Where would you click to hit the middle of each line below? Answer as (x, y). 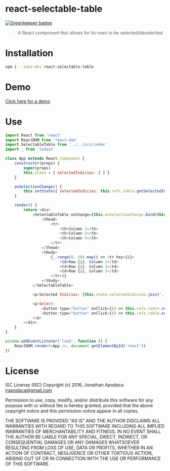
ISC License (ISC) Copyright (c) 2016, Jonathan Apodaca (65, 385)
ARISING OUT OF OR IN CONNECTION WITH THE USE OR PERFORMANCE (83, 459)
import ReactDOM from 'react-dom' (42, 140)
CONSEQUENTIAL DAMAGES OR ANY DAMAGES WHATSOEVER (72, 443)
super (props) (37, 168)
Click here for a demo (28, 101)
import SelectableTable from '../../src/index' (56, 145)
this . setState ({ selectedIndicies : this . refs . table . (80, 191)
